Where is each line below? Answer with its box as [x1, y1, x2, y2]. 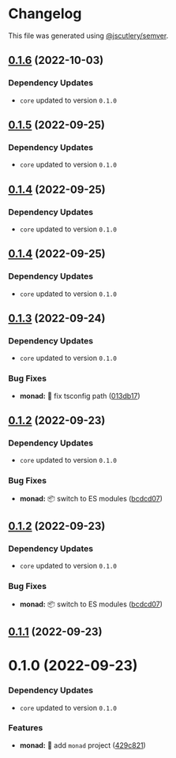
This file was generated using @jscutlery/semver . [8, 31, 169, 40]
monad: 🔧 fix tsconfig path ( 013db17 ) [19, 391, 140, 400]
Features [8, 722, 43, 734]
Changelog [8, 5, 82, 23]
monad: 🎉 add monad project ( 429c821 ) [19, 740, 146, 750]
